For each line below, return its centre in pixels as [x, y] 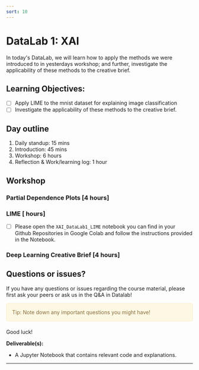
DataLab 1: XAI [43, 41]
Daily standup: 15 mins [42, 143]
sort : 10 [17, 12]
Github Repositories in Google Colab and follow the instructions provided [103, 233]
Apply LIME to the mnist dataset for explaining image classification [96, 103]
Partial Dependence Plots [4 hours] [58, 198]
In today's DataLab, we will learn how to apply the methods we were [89, 58]
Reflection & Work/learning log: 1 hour [61, 162]
